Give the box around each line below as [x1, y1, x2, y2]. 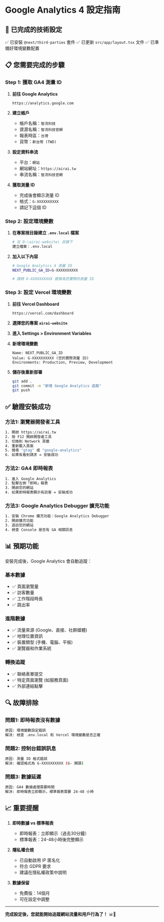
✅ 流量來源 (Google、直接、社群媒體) [12, 627, 88, 633]
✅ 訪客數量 [12, 589, 35, 595]
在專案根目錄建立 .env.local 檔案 [12, 230, 80, 236]
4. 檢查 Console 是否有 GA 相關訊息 [5, 527, 73, 532]
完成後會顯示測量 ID [19, 192, 60, 198]
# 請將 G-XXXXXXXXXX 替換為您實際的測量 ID [12, 277, 94, 281]
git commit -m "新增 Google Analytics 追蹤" [12, 383, 102, 388]
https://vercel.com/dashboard [12, 311, 74, 316]
